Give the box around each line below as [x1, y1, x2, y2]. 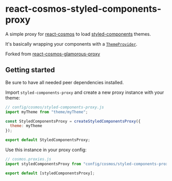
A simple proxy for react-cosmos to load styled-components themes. [5, 31, 151, 37]
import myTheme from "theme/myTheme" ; [5, 109, 88, 114]
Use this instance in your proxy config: [5, 147, 87, 153]
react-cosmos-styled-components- [5, 3, 162, 15]
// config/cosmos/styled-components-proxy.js [5, 105, 104, 110]
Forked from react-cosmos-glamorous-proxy [5, 51, 100, 57]
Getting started [5, 66, 55, 74]
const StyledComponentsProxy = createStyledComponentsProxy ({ [5, 118, 141, 124]
